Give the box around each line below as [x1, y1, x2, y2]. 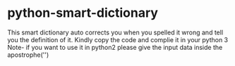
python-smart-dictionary [7, 5, 159, 21]
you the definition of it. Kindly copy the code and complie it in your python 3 [7, 35, 229, 44]
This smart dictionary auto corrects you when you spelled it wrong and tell [7, 28, 224, 37]
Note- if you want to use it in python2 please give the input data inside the [7, 43, 223, 51]
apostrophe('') [7, 51, 49, 59]
